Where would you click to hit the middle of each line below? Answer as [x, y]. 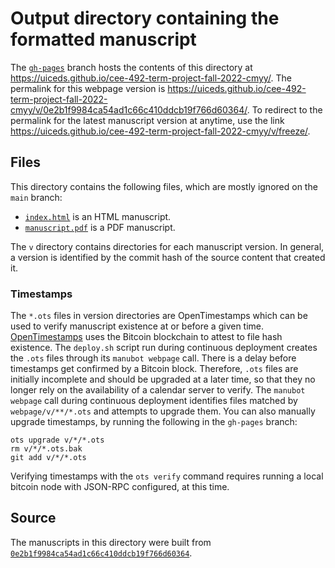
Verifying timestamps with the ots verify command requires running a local [167, 476]
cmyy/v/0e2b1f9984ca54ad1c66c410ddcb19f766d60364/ [129, 109]
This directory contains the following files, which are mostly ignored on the [164, 186]
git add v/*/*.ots [48, 458]
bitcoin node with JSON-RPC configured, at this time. [120, 487]
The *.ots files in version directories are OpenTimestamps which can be [159, 316]
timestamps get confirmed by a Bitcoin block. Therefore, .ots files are [154, 369]
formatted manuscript [103, 39]
